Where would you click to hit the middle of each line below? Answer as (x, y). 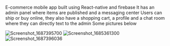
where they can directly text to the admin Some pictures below (71, 23)
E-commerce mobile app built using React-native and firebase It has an (80, 7)
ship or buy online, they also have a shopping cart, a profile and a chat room (85, 18)
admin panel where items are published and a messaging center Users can (84, 13)
